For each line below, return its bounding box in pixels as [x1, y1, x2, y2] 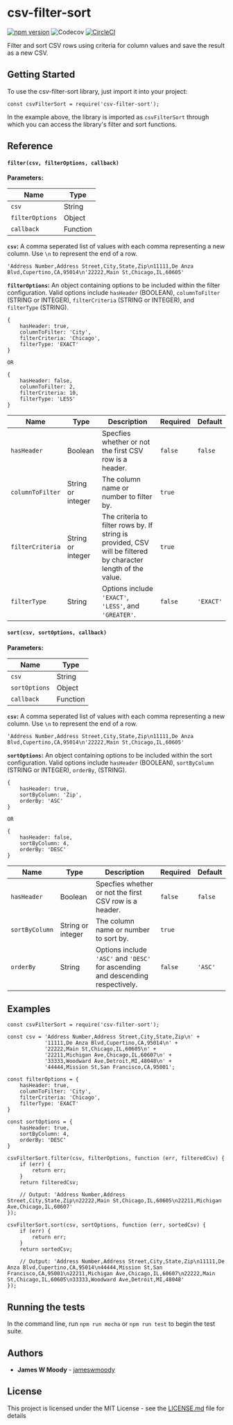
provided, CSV [101, 538, 149, 547]
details [7, 1411, 26, 1419]
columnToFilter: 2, [19, 384, 76, 391]
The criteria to [101, 512, 148, 522]
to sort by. [96, 933, 129, 943]
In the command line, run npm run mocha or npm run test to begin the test [7, 1320, 216, 1328]
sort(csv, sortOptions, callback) [7, 629, 107, 636]
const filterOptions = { [7, 1076, 79, 1083]
